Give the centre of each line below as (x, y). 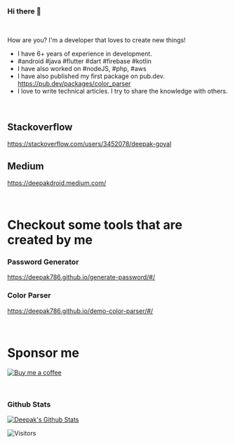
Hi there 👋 (25, 11)
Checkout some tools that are (95, 225)
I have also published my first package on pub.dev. (91, 76)
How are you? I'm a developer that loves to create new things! (96, 40)
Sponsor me (43, 353)
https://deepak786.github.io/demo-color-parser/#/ (80, 311)
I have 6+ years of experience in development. (85, 54)
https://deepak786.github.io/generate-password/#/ (81, 277)
